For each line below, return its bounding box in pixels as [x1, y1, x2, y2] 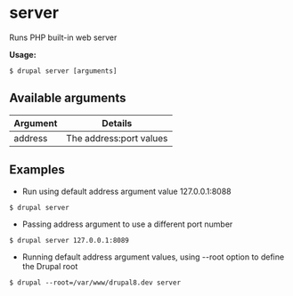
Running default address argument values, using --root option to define [21, 252, 285, 262]
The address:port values [66, 132, 168, 144]
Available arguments [9, 91, 126, 106]
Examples [9, 163, 65, 178]
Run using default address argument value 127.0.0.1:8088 [21, 186, 232, 196]
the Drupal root [21, 260, 78, 271]
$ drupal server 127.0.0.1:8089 [9, 236, 129, 244]
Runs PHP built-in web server [9, 32, 118, 43]
